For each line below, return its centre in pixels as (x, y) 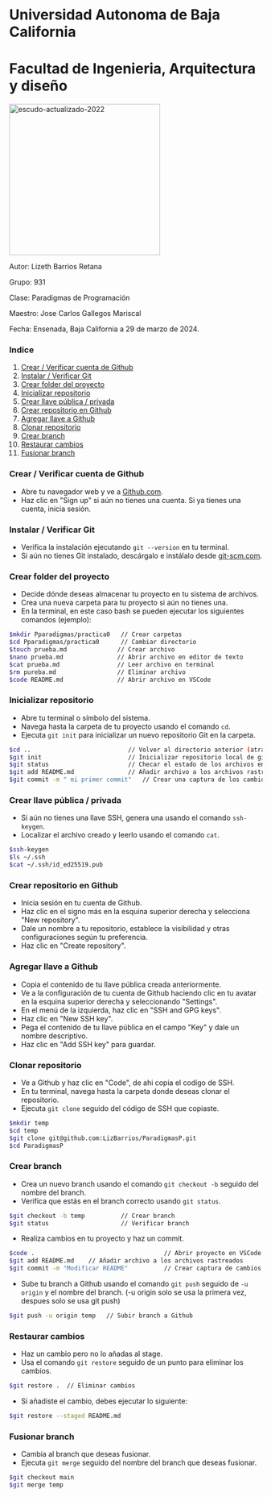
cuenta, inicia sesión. (56, 509)
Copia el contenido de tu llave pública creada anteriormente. (121, 984)
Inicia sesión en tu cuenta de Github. (81, 903)
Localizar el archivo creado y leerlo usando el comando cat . (120, 835)
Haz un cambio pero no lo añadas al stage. (92, 1354)
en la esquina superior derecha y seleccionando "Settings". (119, 1001)
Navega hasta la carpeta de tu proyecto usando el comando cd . (125, 726)
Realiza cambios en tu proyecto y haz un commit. (102, 1238)
